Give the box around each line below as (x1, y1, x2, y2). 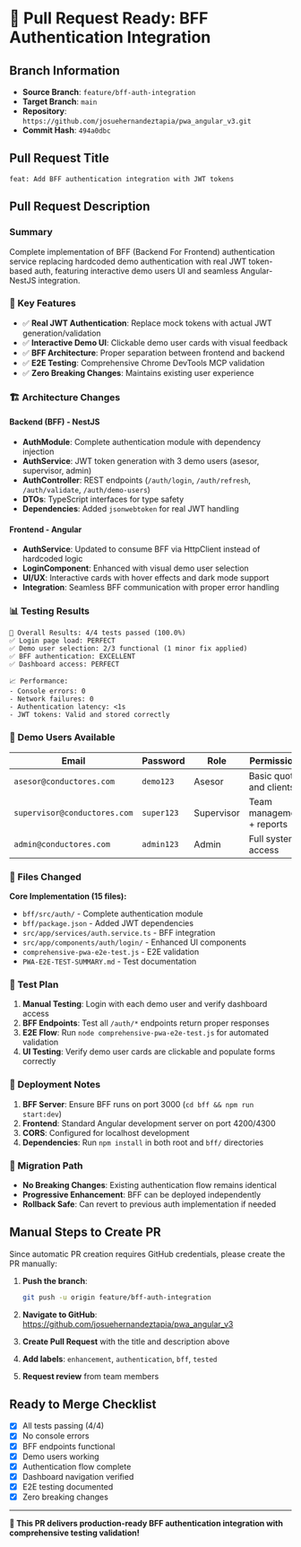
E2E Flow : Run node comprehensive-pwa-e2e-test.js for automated (21, 1027, 269, 1038)
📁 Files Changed (9, 870, 82, 883)
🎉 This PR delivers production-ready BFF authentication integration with (9, 1517, 284, 1528)
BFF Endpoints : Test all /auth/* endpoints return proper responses (21, 1018, 271, 1028)
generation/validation (21, 328, 101, 338)
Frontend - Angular (9, 524, 82, 535)
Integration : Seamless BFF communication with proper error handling (21, 582, 279, 593)
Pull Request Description (9, 199, 150, 214)
